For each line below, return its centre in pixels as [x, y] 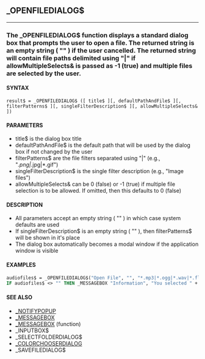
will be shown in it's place [48, 238]
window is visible [37, 251]
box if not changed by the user [54, 152]
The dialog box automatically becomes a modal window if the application [107, 244]
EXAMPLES [21, 265]
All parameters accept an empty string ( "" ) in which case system [98, 218]
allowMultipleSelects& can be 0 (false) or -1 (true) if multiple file [95, 184]
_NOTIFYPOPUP [35, 311]
